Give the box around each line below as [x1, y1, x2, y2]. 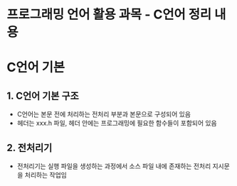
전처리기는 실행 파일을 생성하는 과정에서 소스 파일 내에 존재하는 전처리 [16, 162, 211, 170]
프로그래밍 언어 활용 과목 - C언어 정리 [6, 6, 211, 23]
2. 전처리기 [6, 141, 53, 153]
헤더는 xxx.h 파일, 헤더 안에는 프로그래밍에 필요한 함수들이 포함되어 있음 [16, 119, 218, 128]
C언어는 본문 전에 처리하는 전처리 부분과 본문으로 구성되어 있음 [16, 110, 191, 119]
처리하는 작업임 [24, 171, 67, 179]
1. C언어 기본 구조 [6, 89, 79, 102]
